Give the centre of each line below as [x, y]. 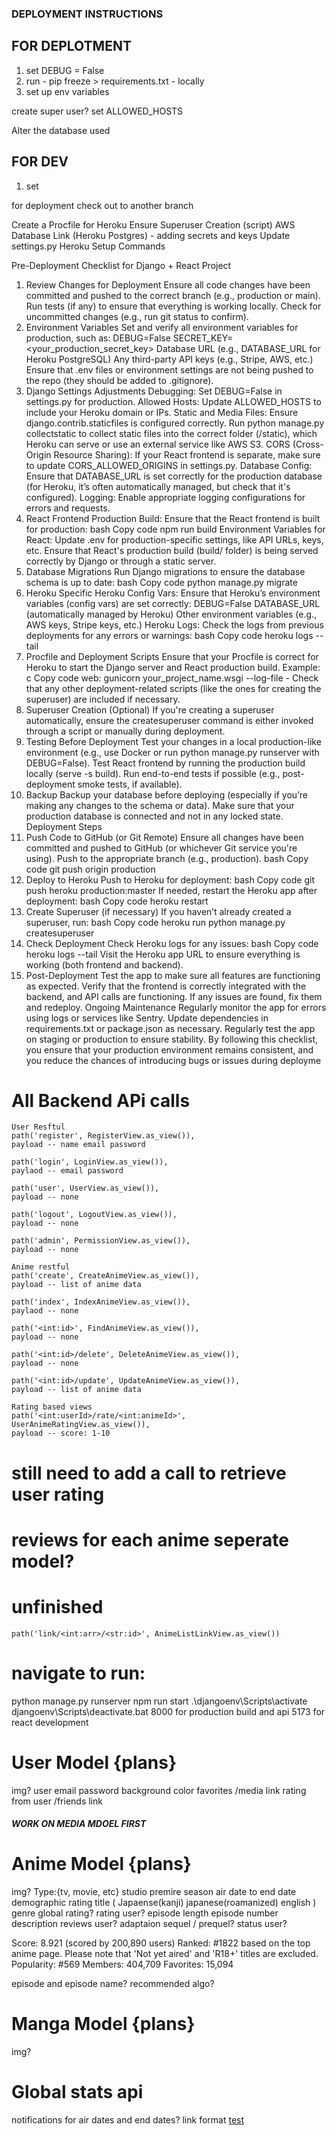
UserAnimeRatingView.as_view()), [81, 1425]
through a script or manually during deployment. [125, 731]
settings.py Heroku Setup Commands [88, 246]
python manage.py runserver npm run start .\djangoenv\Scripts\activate [159, 1701]
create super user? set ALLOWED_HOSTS [97, 111]
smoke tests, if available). [130, 784]
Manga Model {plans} [103, 2024]
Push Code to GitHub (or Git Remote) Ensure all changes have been [164, 837]
